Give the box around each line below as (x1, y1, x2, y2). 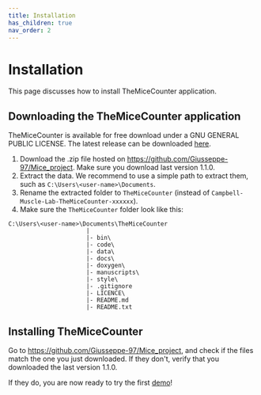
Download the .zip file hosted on (19, 154, 126, 164)
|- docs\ (85, 255, 115, 263)
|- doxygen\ (85, 262, 126, 270)
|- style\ (85, 275, 119, 283)
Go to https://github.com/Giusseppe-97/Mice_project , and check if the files (8, 345, 254, 355)
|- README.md (85, 296, 129, 305)
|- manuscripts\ (85, 268, 140, 277)
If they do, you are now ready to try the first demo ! (8, 378, 172, 387)
